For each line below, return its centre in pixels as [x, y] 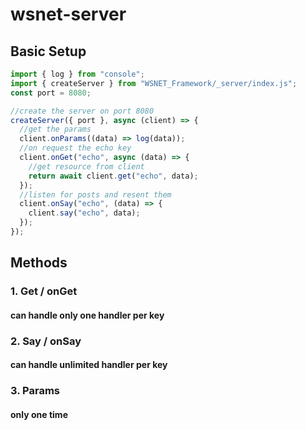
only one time [39, 414]
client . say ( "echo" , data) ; [84, 213]
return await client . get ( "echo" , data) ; [113, 176]
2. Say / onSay [46, 341]
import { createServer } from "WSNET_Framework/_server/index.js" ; [154, 83]
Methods [39, 263]
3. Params [35, 391]
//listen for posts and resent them [95, 194]
